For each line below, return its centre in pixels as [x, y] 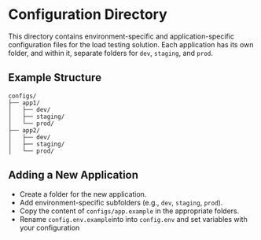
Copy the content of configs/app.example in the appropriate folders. [129, 211]
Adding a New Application [74, 175]
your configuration [50, 227]
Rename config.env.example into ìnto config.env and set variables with [133, 219]
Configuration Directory [88, 15]
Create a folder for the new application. [83, 194]
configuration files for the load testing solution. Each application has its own [131, 44]
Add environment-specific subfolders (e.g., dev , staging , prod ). [121, 202]
